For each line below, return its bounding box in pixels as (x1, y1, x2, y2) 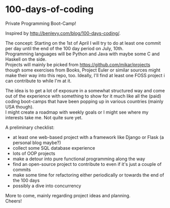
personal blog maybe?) (12, 140, 61, 146)
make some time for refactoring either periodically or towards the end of (12, 171, 164, 178)
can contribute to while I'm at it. (5, 78, 72, 84)
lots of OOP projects (12, 150, 55, 156)
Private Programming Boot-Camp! (5, 20, 76, 26)
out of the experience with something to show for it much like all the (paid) (5, 93, 161, 99)
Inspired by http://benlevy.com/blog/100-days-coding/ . (5, 30, 121, 36)
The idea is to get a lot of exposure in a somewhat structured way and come (5, 87, 165, 93)
